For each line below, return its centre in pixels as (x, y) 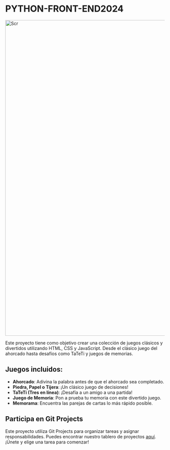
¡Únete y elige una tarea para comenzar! (47, 442)
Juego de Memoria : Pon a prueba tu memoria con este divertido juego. (87, 397)
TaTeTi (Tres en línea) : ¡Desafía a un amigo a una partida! (72, 392)
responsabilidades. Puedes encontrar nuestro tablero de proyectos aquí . (81, 436)
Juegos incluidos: (34, 369)
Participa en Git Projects (44, 419)
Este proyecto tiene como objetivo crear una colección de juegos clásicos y (84, 343)
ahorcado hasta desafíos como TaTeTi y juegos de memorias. (69, 354)
